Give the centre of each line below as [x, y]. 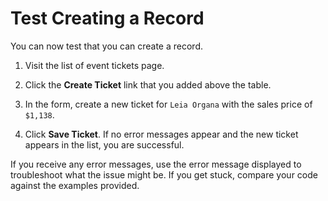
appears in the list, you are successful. [104, 144]
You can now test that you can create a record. [106, 46]
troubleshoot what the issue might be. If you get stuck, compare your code [164, 174]
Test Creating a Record [107, 18]
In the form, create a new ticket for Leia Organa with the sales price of [168, 104]
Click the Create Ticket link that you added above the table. [148, 84]
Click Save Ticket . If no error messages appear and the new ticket [161, 134]
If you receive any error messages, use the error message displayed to [156, 164]
